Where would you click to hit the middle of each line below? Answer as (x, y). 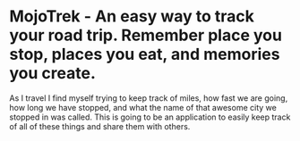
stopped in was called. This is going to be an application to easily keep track (150, 117)
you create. (52, 74)
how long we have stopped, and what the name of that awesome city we (143, 107)
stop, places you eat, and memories (145, 54)
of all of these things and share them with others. (100, 126)
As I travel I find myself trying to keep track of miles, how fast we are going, (149, 98)
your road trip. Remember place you (146, 35)
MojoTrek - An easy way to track (132, 17)
